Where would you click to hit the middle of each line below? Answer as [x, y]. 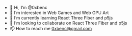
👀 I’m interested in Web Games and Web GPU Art [59, 13]
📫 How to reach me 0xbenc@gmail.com [51, 28]
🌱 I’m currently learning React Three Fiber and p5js [61, 18]
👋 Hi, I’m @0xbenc [28, 8]
